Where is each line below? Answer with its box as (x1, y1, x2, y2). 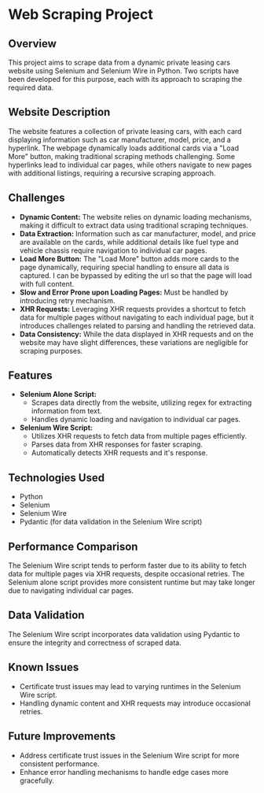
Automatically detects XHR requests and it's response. (31, 448, 208, 458)
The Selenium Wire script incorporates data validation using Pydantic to (8, 629, 240, 639)
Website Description (8, 106, 111, 119)
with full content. (19, 279, 75, 288)
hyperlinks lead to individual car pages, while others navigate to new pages (8, 160, 252, 169)
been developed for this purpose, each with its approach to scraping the (8, 75, 243, 83)
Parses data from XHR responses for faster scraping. (31, 439, 203, 450)
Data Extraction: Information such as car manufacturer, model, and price (19, 228, 256, 238)
